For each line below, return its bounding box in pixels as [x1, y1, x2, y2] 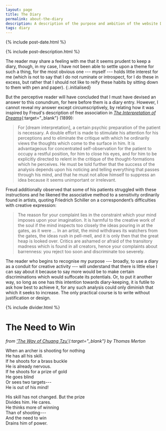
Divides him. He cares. [5, 399, 51, 405]
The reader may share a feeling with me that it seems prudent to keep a [5, 58, 151, 64]
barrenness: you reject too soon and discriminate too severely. [17, 249, 145, 255]
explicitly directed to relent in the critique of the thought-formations [17, 156, 155, 162]
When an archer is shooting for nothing [5, 348, 85, 353]
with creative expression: [5, 202, 57, 208]
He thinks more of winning [5, 404, 59, 410]
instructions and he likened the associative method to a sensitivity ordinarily [5, 192, 160, 198]
